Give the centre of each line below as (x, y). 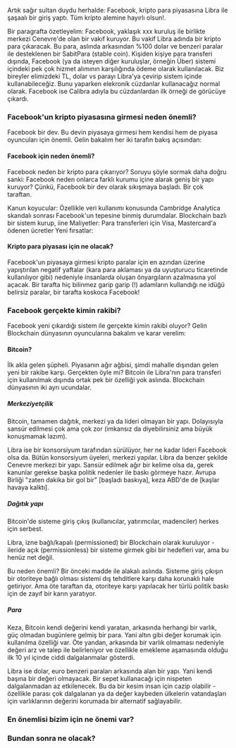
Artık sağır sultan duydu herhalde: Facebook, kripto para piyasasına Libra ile (118, 10)
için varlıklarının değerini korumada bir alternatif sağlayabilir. (94, 701)
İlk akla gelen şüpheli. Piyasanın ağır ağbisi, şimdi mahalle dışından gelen (113, 365)
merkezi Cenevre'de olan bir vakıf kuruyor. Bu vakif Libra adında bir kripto (114, 39)
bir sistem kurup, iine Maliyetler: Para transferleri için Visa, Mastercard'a (112, 223)
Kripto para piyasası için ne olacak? (61, 247)
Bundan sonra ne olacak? (51, 738)
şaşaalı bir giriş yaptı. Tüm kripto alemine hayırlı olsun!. (87, 18)
